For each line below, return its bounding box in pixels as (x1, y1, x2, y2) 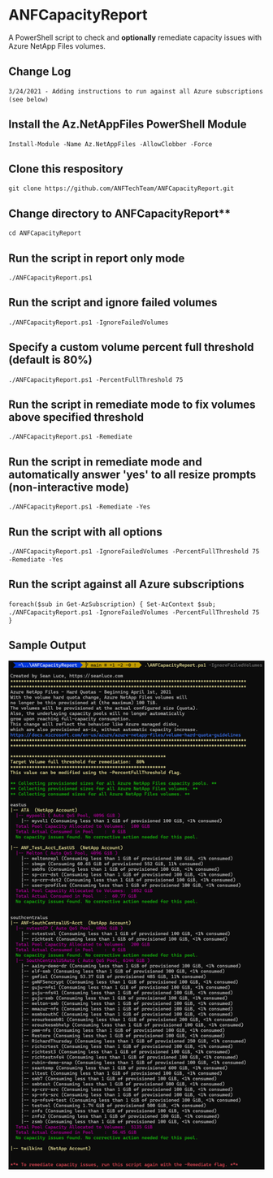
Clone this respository (8, 162, 123, 175)
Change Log (8, 65, 71, 79)
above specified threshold (8, 410, 145, 424)
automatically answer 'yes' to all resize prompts (8, 467, 257, 481)
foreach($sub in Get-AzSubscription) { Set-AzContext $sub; (8, 600, 217, 608)
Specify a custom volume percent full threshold (8, 340, 254, 354)
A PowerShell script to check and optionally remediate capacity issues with (8, 32, 262, 42)
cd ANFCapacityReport (8, 229, 82, 237)
